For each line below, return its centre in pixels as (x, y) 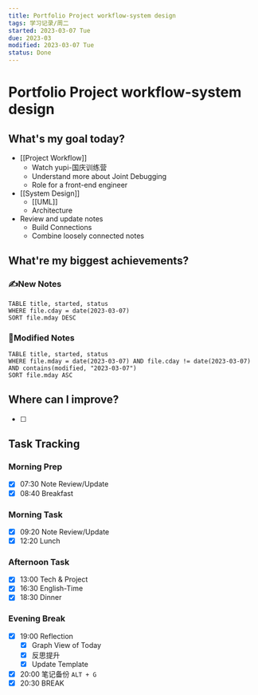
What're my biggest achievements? (99, 261)
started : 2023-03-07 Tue (49, 30)
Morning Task (35, 514)
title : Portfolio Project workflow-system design (92, 16)
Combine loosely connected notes (88, 236)
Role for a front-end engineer (80, 185)
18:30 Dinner (41, 598)
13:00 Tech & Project (54, 579)
